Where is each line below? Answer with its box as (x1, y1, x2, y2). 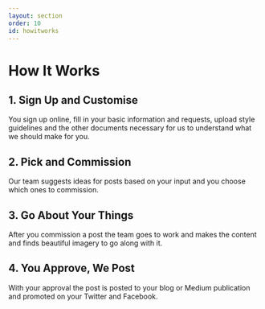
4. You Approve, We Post (8, 262, 135, 275)
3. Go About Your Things (8, 208, 134, 222)
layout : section (8, 11, 63, 20)
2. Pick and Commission (8, 154, 132, 169)
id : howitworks (8, 27, 59, 35)
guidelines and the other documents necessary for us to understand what (8, 123, 252, 133)
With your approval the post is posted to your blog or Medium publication (8, 282, 251, 292)
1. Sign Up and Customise (8, 93, 139, 107)
